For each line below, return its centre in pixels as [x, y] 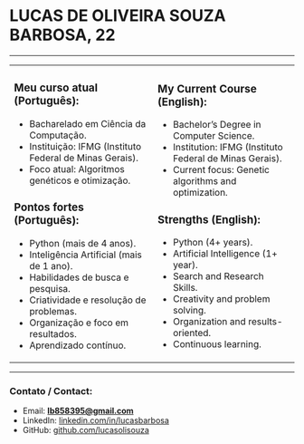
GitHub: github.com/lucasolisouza [85, 430]
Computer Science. [214, 136]
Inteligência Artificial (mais [85, 255]
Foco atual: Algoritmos [77, 169]
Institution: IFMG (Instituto [228, 148]
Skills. [185, 288]
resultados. [53, 333]
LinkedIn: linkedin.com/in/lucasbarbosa [96, 420]
